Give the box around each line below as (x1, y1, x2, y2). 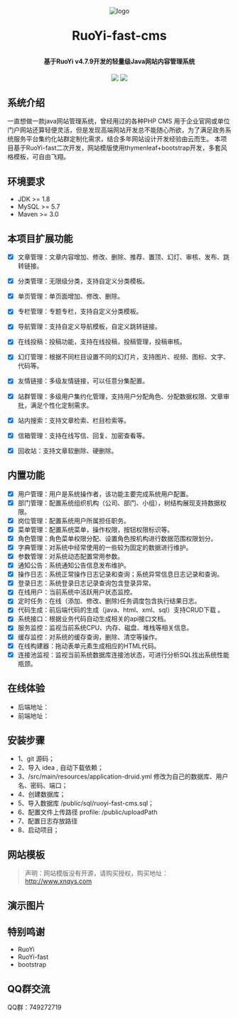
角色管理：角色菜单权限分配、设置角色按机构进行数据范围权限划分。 (17, 534, 217, 543)
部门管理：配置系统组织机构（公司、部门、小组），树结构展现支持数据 (17, 498, 220, 507)
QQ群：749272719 (7, 1003, 62, 1012)
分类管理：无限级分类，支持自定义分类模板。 (17, 277, 149, 285)
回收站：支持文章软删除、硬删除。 (17, 446, 118, 455)
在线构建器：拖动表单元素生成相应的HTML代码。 (17, 642, 161, 650)
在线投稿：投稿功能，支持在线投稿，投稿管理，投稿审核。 (17, 337, 186, 346)
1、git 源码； (17, 754, 55, 763)
